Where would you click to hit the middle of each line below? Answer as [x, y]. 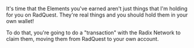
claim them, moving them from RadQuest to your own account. [83, 39]
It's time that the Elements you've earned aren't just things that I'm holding [97, 9]
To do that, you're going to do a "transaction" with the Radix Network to [93, 33]
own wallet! [20, 21]
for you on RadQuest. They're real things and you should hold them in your [97, 15]
